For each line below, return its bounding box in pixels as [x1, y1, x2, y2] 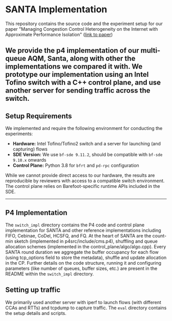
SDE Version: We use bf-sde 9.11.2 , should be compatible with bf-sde [12, 152, 163, 158]
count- [152, 232, 167, 239]
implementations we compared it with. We [5, 62, 143, 71]
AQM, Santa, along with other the [27, 54, 136, 63]
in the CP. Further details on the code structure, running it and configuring [5, 260, 162, 266]
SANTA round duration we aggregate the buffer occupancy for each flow [5, 249, 159, 255]
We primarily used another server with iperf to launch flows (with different [5, 299, 161, 305]
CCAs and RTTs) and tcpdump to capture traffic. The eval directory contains [5, 305, 167, 311]
